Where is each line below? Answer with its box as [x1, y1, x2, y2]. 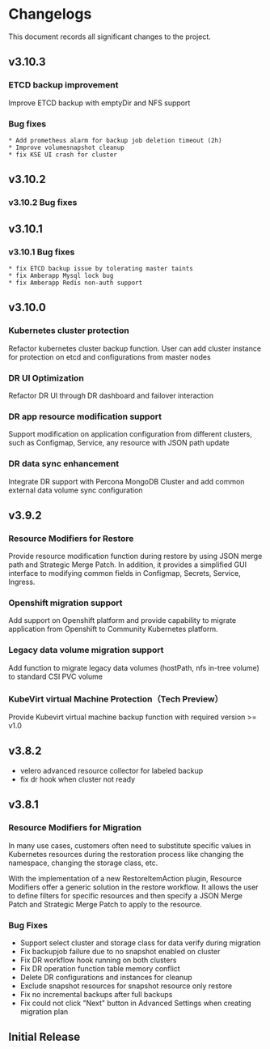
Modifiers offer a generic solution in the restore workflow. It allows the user [8, 882, 259, 892]
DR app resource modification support [8, 411, 162, 422]
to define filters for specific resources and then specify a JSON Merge [8, 890, 243, 900]
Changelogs [8, 5, 92, 23]
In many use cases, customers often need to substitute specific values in [8, 840, 251, 851]
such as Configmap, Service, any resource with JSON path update [8, 438, 230, 448]
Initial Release [8, 1030, 81, 1044]
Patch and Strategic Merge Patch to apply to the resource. [8, 899, 202, 909]
